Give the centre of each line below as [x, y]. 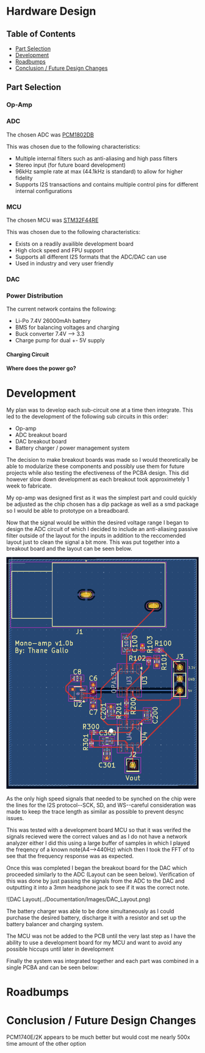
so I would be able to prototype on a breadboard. [68, 511]
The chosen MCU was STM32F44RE [52, 220]
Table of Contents [41, 34]
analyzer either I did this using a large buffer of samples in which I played [98, 843]
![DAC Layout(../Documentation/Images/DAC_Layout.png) [78, 899]
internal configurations [44, 191]
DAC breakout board [41, 442]
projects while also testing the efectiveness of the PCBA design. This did [98, 473]
